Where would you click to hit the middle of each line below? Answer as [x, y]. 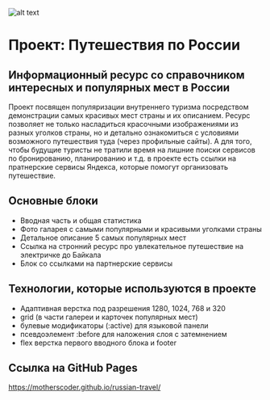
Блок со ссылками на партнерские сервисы [96, 263]
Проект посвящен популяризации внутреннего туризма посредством [129, 107]
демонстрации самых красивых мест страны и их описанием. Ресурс [129, 116]
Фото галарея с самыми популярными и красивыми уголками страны [141, 229]
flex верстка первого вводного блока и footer [98, 343]
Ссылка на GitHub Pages [73, 368]
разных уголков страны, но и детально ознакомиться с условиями [124, 133]
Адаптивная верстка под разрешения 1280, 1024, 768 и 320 [123, 308]
